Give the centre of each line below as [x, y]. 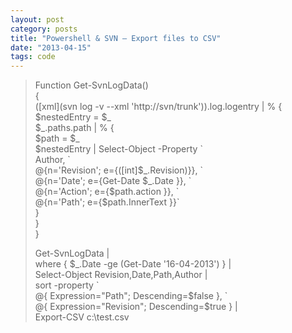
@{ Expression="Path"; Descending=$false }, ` [131, 296]
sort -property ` [67, 285]
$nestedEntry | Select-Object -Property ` [118, 149]
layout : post [37, 19]
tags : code [33, 57]
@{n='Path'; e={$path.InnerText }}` [107, 202]
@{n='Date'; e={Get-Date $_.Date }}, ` [113, 181]
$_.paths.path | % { [74, 128]
